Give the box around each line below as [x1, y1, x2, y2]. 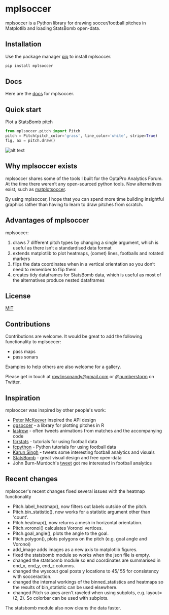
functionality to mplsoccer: [5, 339, 61, 345]
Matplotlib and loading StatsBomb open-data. [5, 25, 100, 31]
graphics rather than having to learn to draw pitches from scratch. [5, 201, 143, 207]
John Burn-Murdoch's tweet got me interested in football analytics [12, 460, 152, 466]
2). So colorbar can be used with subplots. [19, 595, 109, 601]
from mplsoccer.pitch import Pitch [5, 129, 81, 134]
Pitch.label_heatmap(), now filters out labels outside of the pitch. [12, 503, 148, 510]
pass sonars [12, 354, 39, 360]
